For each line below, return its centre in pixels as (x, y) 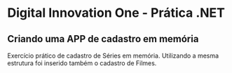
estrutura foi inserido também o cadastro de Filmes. (82, 63)
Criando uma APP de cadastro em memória (103, 39)
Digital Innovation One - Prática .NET (116, 13)
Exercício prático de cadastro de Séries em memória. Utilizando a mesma (113, 55)
